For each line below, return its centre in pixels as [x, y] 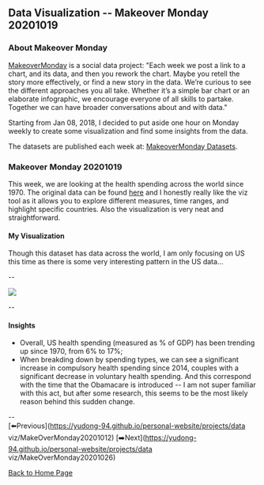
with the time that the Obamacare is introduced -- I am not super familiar [138, 385]
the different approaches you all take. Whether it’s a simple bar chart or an [129, 90]
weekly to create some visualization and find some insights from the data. [128, 131]
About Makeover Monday [58, 48]
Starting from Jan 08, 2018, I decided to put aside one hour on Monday [124, 123]
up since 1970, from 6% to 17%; [71, 351]
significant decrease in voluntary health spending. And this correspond [135, 377]
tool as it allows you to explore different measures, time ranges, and [119, 200]
